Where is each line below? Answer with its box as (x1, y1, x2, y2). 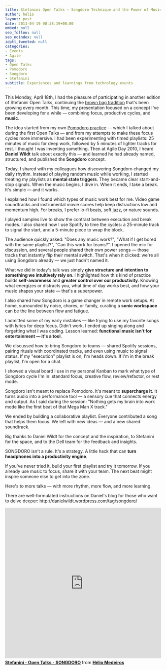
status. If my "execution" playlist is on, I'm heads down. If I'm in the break (5, 353, 154, 359)
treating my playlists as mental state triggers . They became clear (5, 176, 139, 182)
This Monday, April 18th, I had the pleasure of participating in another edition (5, 94, 161, 100)
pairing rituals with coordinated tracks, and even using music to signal (5, 348, 147, 354)
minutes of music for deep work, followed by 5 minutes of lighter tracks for (5, 140, 157, 146)
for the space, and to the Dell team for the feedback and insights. (5, 439, 137, 445)
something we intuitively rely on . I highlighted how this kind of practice (5, 272, 151, 278)
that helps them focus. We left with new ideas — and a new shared (5, 418, 140, 424)
